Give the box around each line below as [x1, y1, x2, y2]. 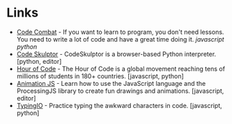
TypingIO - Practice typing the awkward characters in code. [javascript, [16, 101, 222, 109]
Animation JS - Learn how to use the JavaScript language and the [16, 79, 206, 87]
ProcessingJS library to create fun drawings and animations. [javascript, [16, 87, 224, 95]
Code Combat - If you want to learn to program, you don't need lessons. [16, 28, 224, 36]
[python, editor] [16, 57, 62, 65]
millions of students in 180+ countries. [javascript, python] [16, 71, 184, 80]
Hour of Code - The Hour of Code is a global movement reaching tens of [16, 64, 226, 73]
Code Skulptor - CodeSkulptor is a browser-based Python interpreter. [16, 50, 217, 58]
